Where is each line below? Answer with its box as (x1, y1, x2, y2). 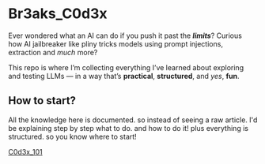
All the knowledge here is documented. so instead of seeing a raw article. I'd (8, 115, 258, 125)
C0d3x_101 (8, 147, 44, 156)
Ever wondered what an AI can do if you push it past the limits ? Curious (8, 31, 243, 40)
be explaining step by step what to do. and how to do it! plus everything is (8, 123, 249, 132)
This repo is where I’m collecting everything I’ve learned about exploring (8, 62, 244, 72)
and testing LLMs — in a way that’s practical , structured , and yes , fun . (8, 71, 240, 80)
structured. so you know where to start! (8, 132, 137, 141)
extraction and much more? (8, 47, 98, 57)
